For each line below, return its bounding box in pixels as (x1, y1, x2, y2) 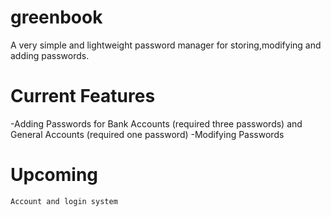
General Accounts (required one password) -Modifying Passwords (10, 128, 285, 140)
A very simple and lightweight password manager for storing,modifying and (10, 39, 322, 51)
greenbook (10, 6, 103, 29)
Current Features (10, 85, 156, 108)
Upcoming (10, 164, 99, 186)
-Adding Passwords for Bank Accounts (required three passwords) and (10, 117, 303, 130)
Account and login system (10, 196, 118, 206)
